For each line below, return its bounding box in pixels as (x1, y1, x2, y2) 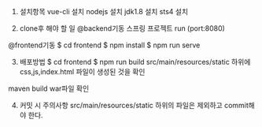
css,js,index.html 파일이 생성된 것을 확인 (19, 67, 146, 77)
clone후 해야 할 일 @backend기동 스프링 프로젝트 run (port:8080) (19, 24, 226, 33)
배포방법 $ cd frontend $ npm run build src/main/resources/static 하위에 (19, 58, 251, 66)
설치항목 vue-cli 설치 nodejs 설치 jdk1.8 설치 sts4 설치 (19, 7, 189, 16)
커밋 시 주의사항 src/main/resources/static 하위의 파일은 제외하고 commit (19, 101, 249, 110)
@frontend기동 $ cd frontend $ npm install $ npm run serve (8, 40, 201, 50)
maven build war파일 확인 (8, 84, 90, 93)
